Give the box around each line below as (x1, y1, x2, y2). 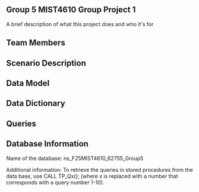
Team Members (6, 38, 65, 48)
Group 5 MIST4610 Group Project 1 (6, 5, 136, 15)
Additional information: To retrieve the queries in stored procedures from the (6, 166, 193, 173)
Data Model (6, 78, 50, 88)
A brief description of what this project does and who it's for (6, 20, 154, 27)
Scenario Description (6, 58, 86, 68)
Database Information (6, 139, 89, 149)
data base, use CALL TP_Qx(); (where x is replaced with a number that (6, 172, 178, 180)
